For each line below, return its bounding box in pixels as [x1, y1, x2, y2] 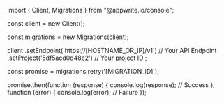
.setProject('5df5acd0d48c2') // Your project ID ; [7, 54, 148, 62]
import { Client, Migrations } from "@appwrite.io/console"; [7, 6, 174, 14]
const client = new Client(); [7, 19, 85, 27]
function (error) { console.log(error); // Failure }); [7, 88, 147, 96]
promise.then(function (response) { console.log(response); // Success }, [7, 81, 215, 89]
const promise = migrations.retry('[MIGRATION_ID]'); [7, 68, 159, 75]
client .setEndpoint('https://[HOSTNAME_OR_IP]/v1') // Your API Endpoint [7, 47, 217, 54]
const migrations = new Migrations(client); [7, 33, 129, 41]
